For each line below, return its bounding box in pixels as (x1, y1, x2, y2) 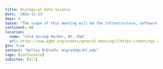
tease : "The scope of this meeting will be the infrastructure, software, (5, 20, 160, 26)
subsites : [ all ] (5, 57, 38, 62)
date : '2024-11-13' (5, 12, 45, 17)
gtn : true (5, 43, 25, 48)
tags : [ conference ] (5, 52, 45, 57)
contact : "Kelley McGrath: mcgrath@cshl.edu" (5, 48, 98, 52)
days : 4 (5, 16, 21, 21)
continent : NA (5, 25, 34, 30)
